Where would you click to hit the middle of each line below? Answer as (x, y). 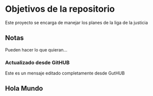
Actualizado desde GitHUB (38, 62)
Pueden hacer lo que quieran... (36, 49)
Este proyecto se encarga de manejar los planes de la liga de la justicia (76, 23)
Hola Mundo (24, 88)
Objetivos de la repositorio (60, 9)
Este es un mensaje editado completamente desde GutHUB (65, 73)
